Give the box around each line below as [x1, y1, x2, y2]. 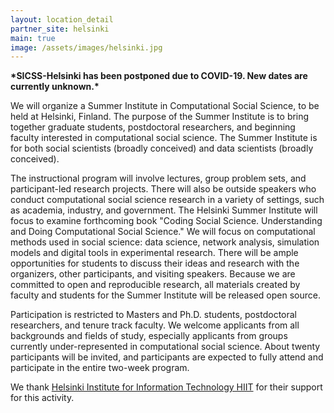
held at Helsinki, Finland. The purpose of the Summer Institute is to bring [10, 111, 310, 123]
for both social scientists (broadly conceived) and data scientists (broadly [10, 142, 314, 155]
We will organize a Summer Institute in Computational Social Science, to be [10, 100, 320, 112]
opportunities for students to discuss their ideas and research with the [10, 257, 300, 270]
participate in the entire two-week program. [10, 362, 190, 374]
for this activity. [10, 392, 75, 404]
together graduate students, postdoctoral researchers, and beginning [10, 121, 296, 133]
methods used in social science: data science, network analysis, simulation [10, 236, 320, 248]
